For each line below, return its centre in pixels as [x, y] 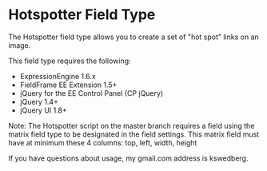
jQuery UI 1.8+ [44, 110]
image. [20, 45]
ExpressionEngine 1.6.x [58, 76]
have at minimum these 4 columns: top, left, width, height [103, 142]
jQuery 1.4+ [39, 101]
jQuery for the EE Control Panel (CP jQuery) [92, 93]
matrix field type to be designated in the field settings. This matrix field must [134, 134]
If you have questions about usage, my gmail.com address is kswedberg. [128, 158]
